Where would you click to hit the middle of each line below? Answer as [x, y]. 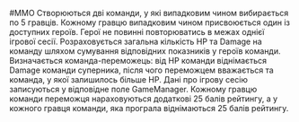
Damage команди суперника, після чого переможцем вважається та [141, 70]
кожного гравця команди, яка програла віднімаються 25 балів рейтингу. [149, 108]
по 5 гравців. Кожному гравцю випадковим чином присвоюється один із [149, 22]
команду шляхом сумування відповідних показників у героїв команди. [145, 51]
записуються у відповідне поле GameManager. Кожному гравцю [133, 89]
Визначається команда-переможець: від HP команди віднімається [138, 61]
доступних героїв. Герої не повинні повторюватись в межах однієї [137, 32]
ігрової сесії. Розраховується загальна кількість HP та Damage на [136, 41]
